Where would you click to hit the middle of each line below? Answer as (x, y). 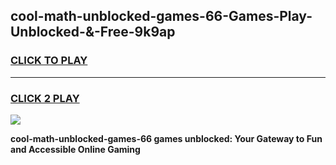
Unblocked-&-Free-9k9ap (93, 32)
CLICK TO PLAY (49, 61)
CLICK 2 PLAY (45, 98)
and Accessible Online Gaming (75, 149)
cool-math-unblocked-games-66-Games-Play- (161, 16)
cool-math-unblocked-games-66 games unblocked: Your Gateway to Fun (166, 138)
